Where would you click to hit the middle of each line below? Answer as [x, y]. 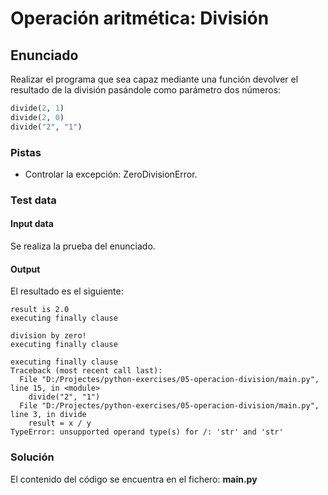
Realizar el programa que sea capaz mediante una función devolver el [154, 79]
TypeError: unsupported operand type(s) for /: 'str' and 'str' [147, 432]
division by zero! [48, 336]
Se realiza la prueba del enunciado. [83, 246]
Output [25, 269]
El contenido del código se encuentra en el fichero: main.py [134, 479]
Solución [32, 457]
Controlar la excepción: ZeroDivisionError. [111, 174]
